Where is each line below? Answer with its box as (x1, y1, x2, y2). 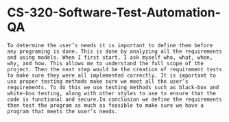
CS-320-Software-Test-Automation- (7, 5, 221, 21)
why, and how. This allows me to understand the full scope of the (7, 60, 204, 66)
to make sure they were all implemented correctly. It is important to (7, 72, 216, 79)
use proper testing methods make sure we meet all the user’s (7, 77, 189, 85)
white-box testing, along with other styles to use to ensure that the (7, 90, 216, 97)
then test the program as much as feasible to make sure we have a (7, 101, 204, 109)
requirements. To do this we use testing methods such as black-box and (7, 84, 219, 90)
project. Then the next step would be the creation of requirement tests (7, 66, 223, 73)
